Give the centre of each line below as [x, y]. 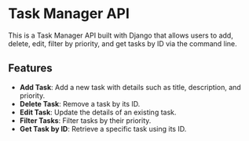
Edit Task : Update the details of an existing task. [98, 112]
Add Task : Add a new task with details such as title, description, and [130, 87]
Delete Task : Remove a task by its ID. [80, 103]
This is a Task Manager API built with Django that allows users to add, [121, 35]
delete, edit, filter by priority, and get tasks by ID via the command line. [123, 43]
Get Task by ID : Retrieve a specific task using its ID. [103, 128]
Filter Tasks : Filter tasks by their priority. [85, 120]
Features [30, 69]
